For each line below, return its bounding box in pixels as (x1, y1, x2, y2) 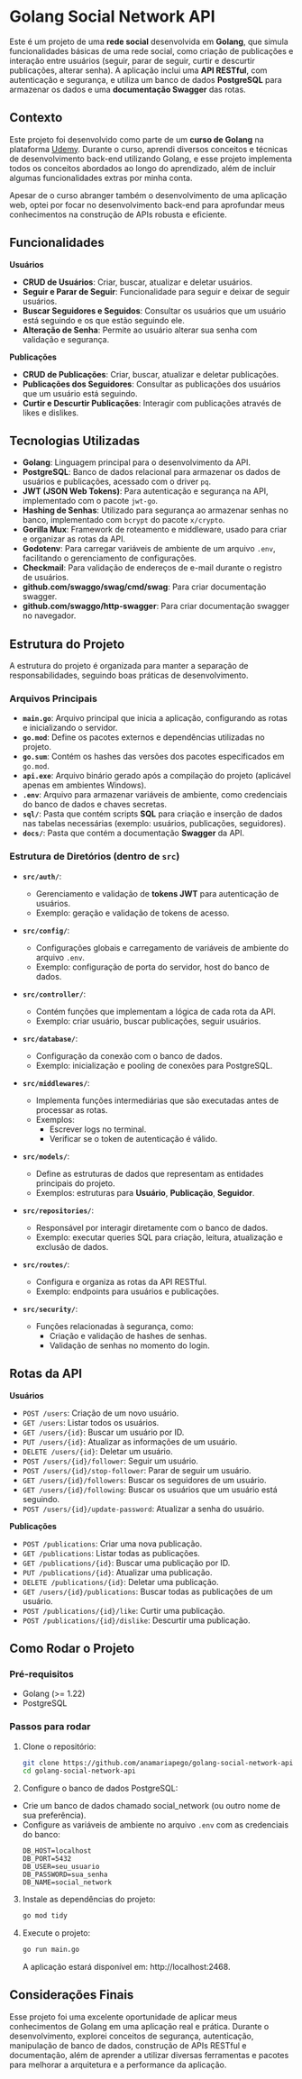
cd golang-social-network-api (22, 1766, 137, 1776)
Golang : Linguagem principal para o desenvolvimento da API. (22, 457, 251, 468)
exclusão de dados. (35, 1241, 109, 1252)
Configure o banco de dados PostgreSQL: (22, 1783, 178, 1794)
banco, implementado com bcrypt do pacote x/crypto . (22, 515, 225, 525)
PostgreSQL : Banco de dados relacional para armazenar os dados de (22, 467, 281, 478)
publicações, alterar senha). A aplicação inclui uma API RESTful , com (9, 65, 268, 76)
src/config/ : (22, 925, 70, 935)
